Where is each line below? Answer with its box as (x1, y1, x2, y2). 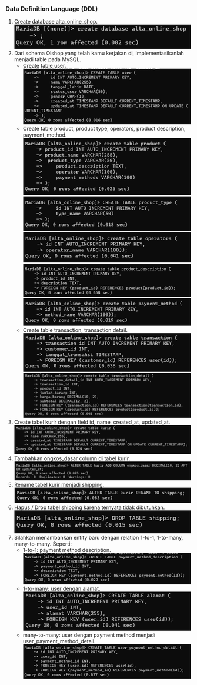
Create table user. (22, 62, 66, 69)
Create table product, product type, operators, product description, (22, 125, 186, 132)
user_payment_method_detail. (22, 637, 96, 644)
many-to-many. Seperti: (14, 540, 72, 547)
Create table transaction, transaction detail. (22, 326, 128, 334)
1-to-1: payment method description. (22, 546, 111, 553)
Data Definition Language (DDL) (5, 5, 98, 13)
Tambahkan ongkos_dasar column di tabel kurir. (14, 455, 131, 462)
